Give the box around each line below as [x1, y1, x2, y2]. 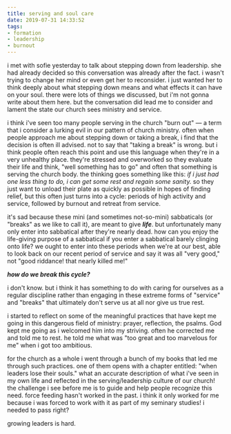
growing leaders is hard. [7, 419, 76, 427]
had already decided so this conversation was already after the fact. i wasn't [7, 68, 224, 77]
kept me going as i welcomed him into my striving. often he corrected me [7, 326, 215, 334]
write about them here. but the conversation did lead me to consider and [7, 98, 213, 106]
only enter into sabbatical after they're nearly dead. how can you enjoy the [7, 227, 219, 236]
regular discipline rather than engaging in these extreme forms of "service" [7, 291, 221, 299]
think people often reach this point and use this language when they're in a [7, 148, 219, 156]
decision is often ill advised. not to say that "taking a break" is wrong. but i [7, 141, 218, 149]
